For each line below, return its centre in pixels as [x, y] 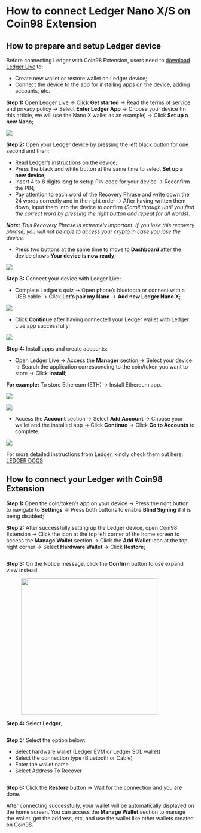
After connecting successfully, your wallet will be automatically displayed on [100, 805]
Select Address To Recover [48, 771]
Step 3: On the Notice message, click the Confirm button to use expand [95, 563]
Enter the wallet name [42, 764]
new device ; [30, 175]
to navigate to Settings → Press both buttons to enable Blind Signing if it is [99, 509]
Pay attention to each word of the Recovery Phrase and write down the [102, 194]
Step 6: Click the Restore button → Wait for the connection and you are [94, 787]
